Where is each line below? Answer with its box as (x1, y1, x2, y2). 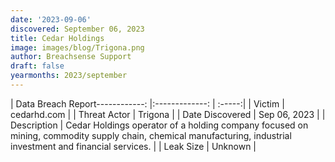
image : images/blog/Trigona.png (10, 42, 145, 53)
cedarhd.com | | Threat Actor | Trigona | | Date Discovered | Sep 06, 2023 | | (10, 108, 326, 120)
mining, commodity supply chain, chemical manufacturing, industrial (10, 129, 292, 141)
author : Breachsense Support (10, 52, 132, 62)
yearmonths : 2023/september (10, 71, 128, 81)
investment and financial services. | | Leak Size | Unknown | (10, 140, 257, 152)
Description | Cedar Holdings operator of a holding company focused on (10, 119, 309, 131)
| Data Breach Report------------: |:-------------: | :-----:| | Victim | (10, 97, 285, 110)
